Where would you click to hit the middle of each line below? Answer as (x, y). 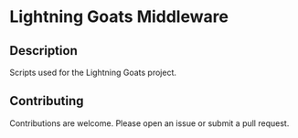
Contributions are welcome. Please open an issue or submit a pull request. (149, 123)
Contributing (47, 101)
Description (43, 51)
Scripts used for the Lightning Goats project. (93, 72)
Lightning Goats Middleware (119, 17)
